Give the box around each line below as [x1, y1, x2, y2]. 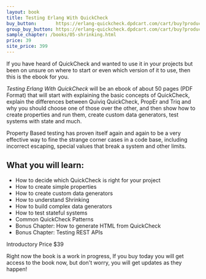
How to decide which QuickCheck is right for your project [15, 176, 161, 184]
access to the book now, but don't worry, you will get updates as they [6, 259, 182, 266]
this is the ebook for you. [6, 73, 69, 80]
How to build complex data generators [15, 202, 112, 210]
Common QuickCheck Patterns [15, 215, 94, 223]
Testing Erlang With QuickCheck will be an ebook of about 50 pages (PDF [6, 85, 193, 92]
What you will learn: [6, 160, 85, 170]
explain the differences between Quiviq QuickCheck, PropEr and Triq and [6, 97, 191, 105]
